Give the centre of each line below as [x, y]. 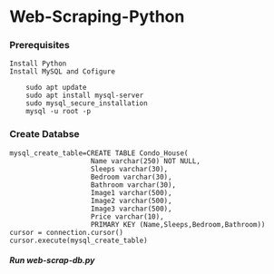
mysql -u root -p [59, 112]
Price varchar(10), [127, 216]
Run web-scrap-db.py [52, 260]
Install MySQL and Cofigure [63, 72]
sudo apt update [57, 88]
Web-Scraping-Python [97, 17]
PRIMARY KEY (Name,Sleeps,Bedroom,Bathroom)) [178, 224]
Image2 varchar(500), [131, 201]
